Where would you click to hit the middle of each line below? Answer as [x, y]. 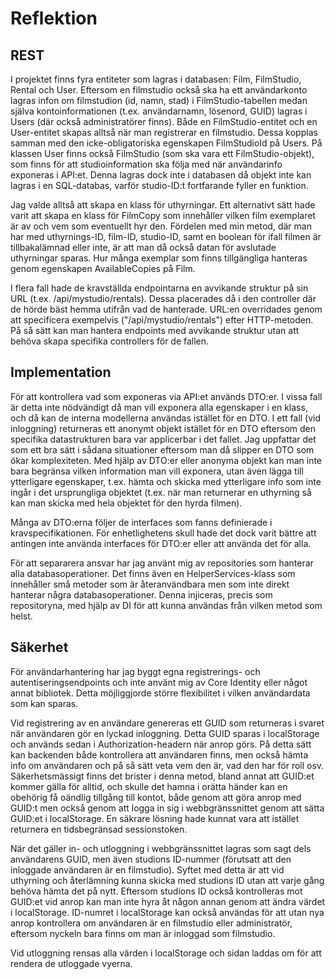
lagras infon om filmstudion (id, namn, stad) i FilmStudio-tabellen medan [159, 100]
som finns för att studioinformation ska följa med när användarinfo [146, 164]
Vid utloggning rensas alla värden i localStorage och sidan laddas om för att [166, 953]
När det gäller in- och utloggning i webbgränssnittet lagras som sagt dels [161, 848]
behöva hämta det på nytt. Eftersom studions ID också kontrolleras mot [156, 891]
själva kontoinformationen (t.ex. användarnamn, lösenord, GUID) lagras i [159, 111]
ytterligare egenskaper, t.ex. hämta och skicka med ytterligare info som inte [166, 481]
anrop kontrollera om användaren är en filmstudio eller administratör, [151, 923]
